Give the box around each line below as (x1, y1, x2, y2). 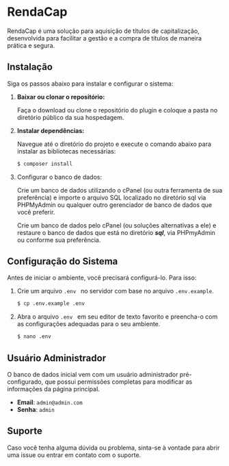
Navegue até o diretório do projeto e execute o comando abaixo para (16, 140, 212, 148)
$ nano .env (16, 333, 51, 340)
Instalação (7, 61, 53, 73)
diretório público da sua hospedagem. (16, 113, 124, 121)
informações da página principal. (7, 385, 100, 393)
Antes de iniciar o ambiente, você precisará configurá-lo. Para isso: (7, 273, 197, 282)
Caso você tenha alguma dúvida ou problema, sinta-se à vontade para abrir (7, 443, 220, 452)
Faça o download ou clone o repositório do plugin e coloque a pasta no (16, 106, 218, 114)
